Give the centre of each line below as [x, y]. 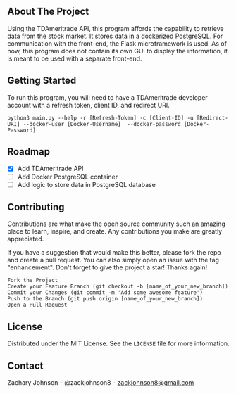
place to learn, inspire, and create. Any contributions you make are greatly [115, 231]
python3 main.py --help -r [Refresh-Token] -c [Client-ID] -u [100, 118]
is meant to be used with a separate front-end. [75, 58]
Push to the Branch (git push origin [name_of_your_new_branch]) [105, 299]
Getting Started [42, 81]
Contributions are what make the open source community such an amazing [116, 224]
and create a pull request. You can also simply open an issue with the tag [113, 260]
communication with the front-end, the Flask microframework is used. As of [117, 43]
